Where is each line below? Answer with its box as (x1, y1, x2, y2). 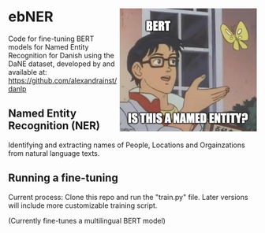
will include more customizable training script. (8, 201, 158, 210)
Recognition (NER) (8, 119, 101, 133)
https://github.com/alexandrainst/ (8, 76, 118, 85)
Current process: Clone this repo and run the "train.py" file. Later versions (8, 192, 248, 202)
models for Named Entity (8, 42, 89, 51)
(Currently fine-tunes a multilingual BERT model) (8, 216, 166, 225)
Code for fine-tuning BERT (8, 34, 95, 43)
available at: (8, 67, 47, 76)
